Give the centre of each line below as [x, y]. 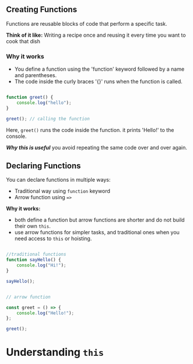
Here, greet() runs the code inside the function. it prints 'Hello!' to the [90, 130]
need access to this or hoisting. [53, 238]
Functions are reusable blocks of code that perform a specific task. [87, 23]
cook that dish [23, 41]
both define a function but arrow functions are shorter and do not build [99, 220]
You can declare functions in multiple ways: [58, 180]
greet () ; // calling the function [48, 119]
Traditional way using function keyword [62, 191]
